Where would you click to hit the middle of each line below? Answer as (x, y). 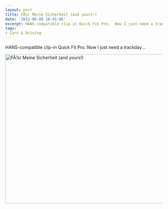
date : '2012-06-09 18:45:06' (35, 19)
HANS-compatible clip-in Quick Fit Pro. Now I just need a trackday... (75, 47)
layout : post (19, 10)
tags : (11, 28)
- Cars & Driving (23, 33)
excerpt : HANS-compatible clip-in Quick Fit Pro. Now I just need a (79, 24)
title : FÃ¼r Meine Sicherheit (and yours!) (51, 14)
